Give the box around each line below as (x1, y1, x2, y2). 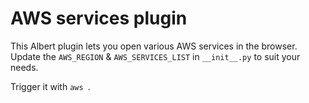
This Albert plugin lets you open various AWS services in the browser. (10, 40, 298, 52)
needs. (10, 61, 39, 73)
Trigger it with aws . (10, 80, 91, 92)
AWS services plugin (10, 7, 188, 30)
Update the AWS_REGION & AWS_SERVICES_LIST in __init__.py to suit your (10, 50, 301, 62)
